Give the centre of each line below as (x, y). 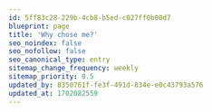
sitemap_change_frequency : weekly (74, 69)
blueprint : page (39, 26)
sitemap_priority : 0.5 (51, 77)
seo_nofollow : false (48, 51)
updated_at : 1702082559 (53, 93)
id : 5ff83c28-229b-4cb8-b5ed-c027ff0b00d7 (90, 18)
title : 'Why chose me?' (53, 34)
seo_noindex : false (45, 43)
